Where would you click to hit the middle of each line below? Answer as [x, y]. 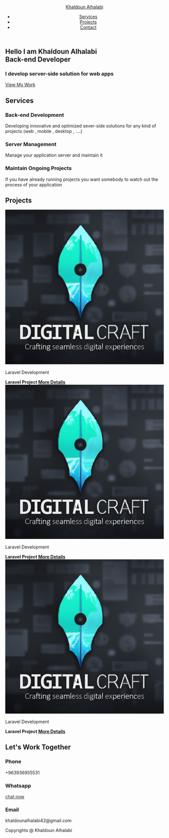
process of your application [34, 184]
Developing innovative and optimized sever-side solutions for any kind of [81, 126]
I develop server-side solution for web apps [60, 74]
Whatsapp [18, 786]
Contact [88, 27]
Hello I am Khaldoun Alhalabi [51, 52]
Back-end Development [35, 115]
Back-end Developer [38, 59]
